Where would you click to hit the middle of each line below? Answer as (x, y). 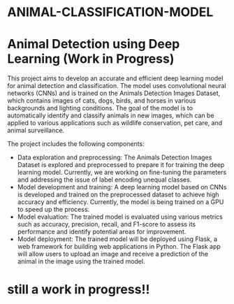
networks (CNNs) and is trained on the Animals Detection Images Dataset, (114, 93)
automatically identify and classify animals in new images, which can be (111, 115)
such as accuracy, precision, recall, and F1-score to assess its (107, 224)
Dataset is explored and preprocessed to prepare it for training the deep (121, 165)
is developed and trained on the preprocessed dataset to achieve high (118, 195)
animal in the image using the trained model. (81, 261)
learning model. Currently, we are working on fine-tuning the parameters (122, 173)
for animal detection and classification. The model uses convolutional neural (117, 86)
